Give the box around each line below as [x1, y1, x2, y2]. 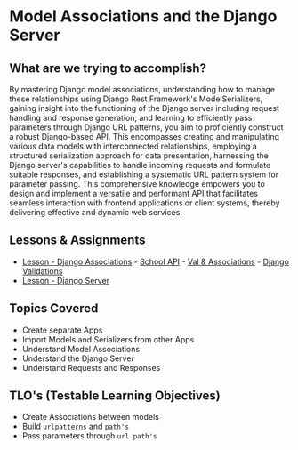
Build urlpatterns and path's [21, 421, 129, 432]
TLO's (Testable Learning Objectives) [9, 389, 221, 404]
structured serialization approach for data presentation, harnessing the [9, 150, 269, 161]
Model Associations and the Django [9, 6, 278, 27]
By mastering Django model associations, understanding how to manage [9, 84, 276, 94]
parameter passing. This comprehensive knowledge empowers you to [9, 179, 265, 189]
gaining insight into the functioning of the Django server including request [9, 103, 280, 113]
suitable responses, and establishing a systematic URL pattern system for [9, 169, 278, 180]
